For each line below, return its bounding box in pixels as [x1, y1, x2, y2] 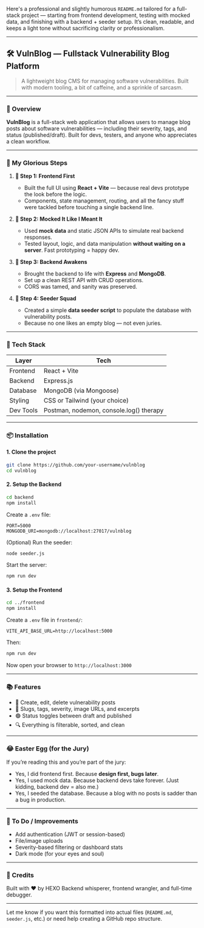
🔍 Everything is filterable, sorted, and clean [15, 721, 125, 729]
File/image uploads [15, 837, 63, 844]
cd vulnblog [6, 468, 36, 474]
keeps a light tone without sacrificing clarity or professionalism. [6, 24, 165, 32]
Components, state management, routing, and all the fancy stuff [24, 197, 185, 204]
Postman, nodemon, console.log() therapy [43, 406, 164, 414]
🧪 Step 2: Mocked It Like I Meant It [15, 215, 103, 223]
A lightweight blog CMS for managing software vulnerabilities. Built [21, 77, 189, 85]
